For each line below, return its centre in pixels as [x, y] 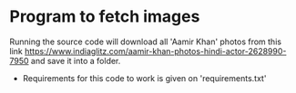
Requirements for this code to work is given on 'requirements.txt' [144, 78]
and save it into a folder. [76, 60]
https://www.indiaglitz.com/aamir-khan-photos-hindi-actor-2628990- [155, 51]
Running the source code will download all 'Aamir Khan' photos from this [146, 42]
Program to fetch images [105, 17]
